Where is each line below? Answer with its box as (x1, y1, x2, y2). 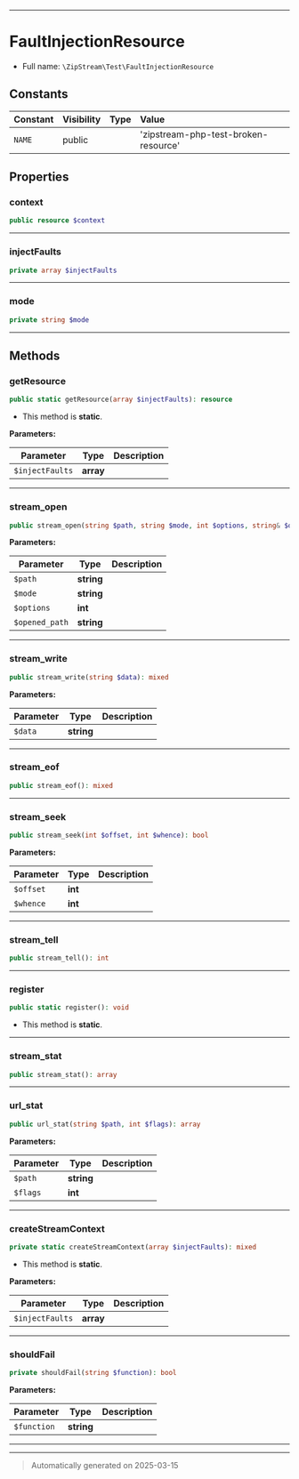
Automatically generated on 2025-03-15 (30, 1459, 179, 1470)
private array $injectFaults (9, 266, 117, 275)
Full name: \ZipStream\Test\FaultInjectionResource (21, 60, 214, 71)
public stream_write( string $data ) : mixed (9, 672, 169, 681)
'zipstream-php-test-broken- (140, 128, 269, 141)
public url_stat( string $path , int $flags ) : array (9, 1120, 201, 1129)
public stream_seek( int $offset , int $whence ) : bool (9, 831, 209, 840)
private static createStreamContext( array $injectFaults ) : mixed (9, 1242, 256, 1251)
